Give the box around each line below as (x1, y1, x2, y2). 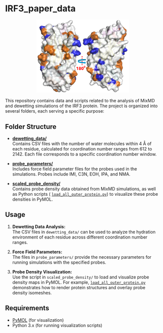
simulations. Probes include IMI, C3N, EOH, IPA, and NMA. (12, 171, 130, 177)
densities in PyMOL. (12, 196, 53, 202)
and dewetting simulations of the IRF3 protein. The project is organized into (5, 103, 158, 109)
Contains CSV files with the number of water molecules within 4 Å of (12, 141, 152, 147)
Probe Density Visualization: (12, 269, 72, 274)
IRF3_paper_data (5, 3, 76, 14)
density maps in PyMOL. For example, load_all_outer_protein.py (12, 279, 146, 285)
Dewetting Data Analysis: (12, 223, 65, 229)
